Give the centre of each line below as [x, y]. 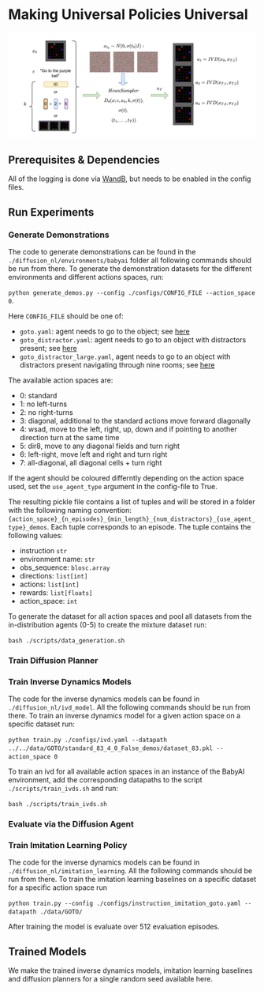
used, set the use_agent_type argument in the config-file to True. [113, 487]
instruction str [43, 551]
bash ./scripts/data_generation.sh [67, 641]
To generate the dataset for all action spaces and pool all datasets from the [130, 616]
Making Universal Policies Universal [128, 15]
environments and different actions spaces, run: [86, 277]
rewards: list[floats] [56, 593]
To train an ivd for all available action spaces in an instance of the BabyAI [126, 771]
